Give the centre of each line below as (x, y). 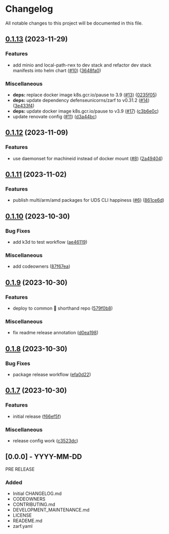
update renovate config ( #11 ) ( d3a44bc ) (55, 116)
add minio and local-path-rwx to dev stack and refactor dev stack (82, 65)
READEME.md (27, 521)
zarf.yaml (23, 526)
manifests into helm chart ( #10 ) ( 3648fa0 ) (57, 70)
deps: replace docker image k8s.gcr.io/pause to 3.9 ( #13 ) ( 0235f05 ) (85, 95)
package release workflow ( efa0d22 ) (52, 374)
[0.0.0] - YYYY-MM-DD (44, 457)
